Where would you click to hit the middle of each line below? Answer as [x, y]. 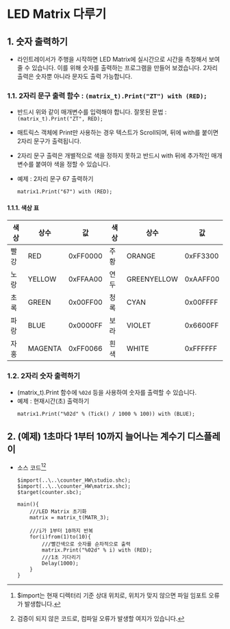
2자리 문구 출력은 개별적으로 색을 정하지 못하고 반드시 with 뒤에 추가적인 [113, 156]
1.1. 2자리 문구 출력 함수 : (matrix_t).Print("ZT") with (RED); [107, 95]
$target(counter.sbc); [49, 493]
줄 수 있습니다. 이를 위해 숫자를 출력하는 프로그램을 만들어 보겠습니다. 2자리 [117, 68]
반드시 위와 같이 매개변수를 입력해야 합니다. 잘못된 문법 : [92, 112]
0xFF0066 [85, 348]
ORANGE [141, 256]
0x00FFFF [201, 302]
